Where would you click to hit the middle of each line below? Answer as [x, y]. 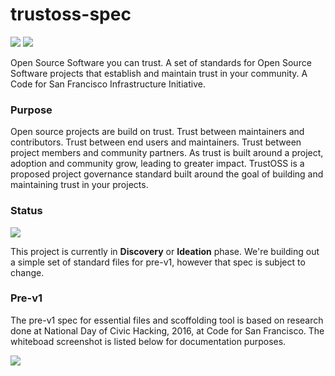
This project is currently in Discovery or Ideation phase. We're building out [165, 251]
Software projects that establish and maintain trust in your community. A [159, 73]
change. [27, 272]
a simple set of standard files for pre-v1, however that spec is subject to [158, 262]
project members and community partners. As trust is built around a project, [167, 153]
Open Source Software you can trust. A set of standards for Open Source [161, 62]
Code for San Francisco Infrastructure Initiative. [108, 84]
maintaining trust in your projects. [79, 185]
